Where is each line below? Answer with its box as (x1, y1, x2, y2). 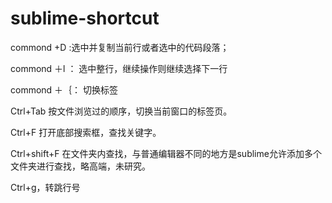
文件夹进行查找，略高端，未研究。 (10, 160, 151, 172)
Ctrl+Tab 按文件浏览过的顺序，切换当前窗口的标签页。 (10, 105, 233, 117)
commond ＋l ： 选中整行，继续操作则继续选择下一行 (10, 62, 228, 74)
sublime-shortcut (10, 7, 160, 30)
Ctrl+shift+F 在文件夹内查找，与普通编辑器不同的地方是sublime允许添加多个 (10, 147, 322, 159)
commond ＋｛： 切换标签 (10, 83, 119, 96)
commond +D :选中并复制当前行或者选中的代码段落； (10, 41, 230, 53)
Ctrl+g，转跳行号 (10, 181, 81, 193)
